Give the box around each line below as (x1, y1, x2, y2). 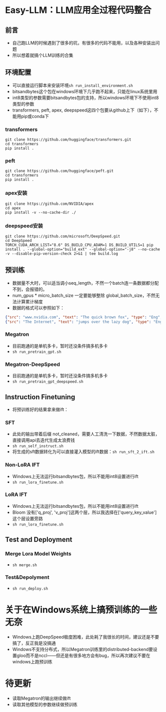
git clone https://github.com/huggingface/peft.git (5, 169, 114, 174)
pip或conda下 (21, 113, 49, 119)
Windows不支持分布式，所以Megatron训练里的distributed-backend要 (12, 646, 153, 652)
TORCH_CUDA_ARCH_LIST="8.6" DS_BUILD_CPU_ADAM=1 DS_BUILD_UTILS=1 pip (5, 242, 154, 247)
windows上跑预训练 (12, 658, 53, 664)
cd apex (5, 205, 21, 211)
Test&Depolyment (5, 574, 49, 581)
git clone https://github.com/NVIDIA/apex (5, 201, 94, 206)
